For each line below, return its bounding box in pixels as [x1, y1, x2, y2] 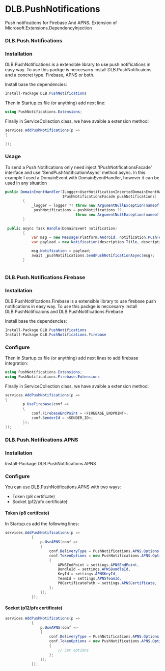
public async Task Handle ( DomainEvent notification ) [7, 226, 118, 231]
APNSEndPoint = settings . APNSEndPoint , [57, 562, 139, 567]
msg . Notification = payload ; [31, 249, 91, 253]
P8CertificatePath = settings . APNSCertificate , [57, 581, 157, 586]
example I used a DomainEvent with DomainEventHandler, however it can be [5, 174, 160, 180]
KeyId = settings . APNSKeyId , [57, 571, 118, 577]
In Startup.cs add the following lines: [5, 521, 80, 527]
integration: [5, 360, 28, 366]
